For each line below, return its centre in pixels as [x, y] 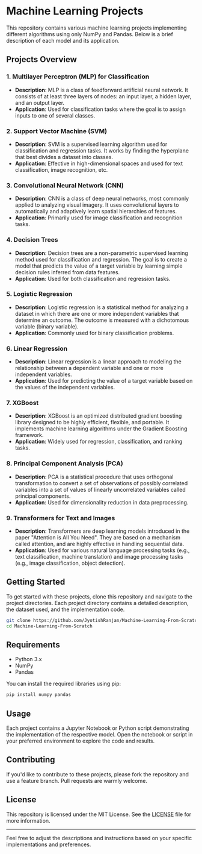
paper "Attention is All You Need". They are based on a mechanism [97, 537]
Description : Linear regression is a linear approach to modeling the [98, 362]
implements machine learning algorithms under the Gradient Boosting [101, 429]
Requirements [33, 645]
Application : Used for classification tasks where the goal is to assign [100, 109]
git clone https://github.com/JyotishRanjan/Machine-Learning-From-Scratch [103, 620]
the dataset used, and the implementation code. [66, 609]
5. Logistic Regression [39, 294]
